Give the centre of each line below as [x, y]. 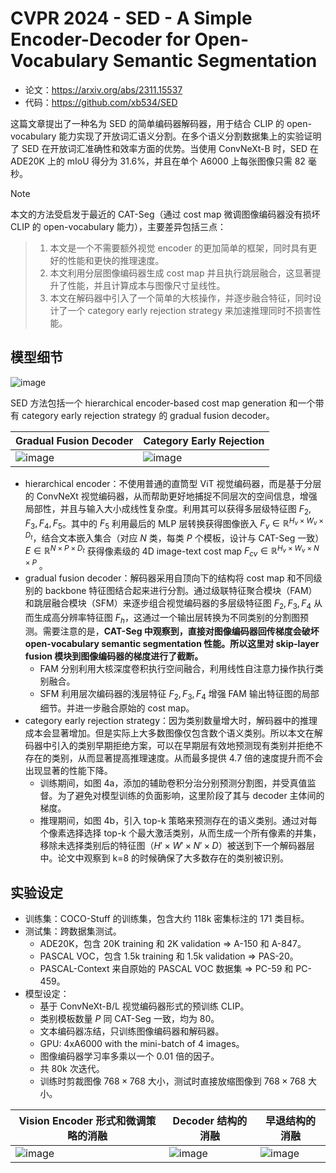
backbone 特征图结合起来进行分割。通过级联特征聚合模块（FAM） [181, 590]
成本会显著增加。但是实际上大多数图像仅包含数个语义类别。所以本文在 [169, 733]
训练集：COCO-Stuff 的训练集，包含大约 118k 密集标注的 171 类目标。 [167, 918]
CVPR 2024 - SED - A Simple [131, 18]
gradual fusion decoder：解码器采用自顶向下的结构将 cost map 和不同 [169, 578]
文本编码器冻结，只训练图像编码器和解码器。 [132, 1031]
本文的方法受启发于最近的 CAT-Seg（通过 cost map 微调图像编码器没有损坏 [165, 214]
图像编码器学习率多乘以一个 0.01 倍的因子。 [129, 1056]
